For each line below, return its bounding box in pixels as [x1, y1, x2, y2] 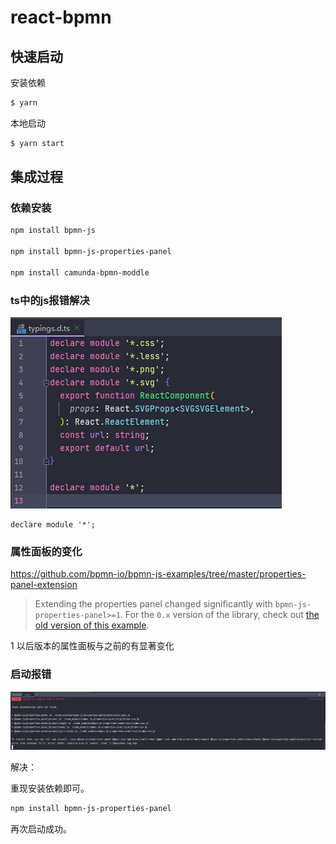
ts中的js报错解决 [10, 293, 90, 307]
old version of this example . [34, 619, 150, 631]
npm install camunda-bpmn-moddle [10, 267, 150, 278]
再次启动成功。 [10, 822, 72, 835]
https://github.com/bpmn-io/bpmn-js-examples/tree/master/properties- [10, 568, 307, 580]
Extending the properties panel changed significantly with [34, 598, 273, 610]
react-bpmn [10, 6, 112, 29]
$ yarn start [10, 138, 65, 148]
